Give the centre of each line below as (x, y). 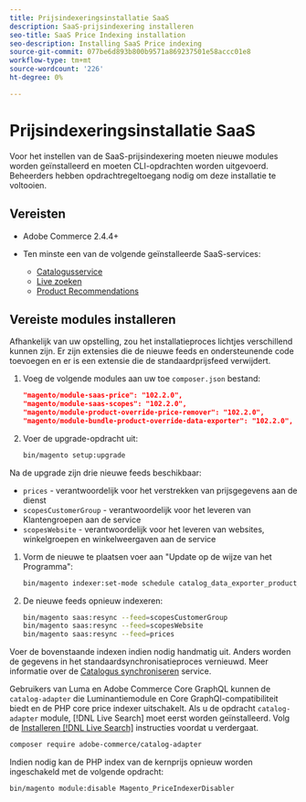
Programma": (47, 566)
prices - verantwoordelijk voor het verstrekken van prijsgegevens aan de (160, 490)
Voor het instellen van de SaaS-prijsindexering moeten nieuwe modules (144, 155)
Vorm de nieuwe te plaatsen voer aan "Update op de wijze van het (147, 556)
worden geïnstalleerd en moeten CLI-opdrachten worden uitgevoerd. (139, 166)
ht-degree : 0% (37, 78)
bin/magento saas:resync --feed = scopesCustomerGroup (125, 617)
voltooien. (28, 185)
